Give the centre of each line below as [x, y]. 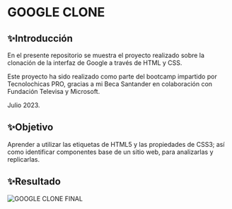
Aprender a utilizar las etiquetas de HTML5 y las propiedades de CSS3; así [116, 144]
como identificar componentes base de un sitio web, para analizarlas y [110, 152]
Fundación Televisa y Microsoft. [54, 91]
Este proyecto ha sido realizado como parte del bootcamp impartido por [112, 76]
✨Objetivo [30, 127]
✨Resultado [34, 182]
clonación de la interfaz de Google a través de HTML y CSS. [95, 63]
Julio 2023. [24, 105]
